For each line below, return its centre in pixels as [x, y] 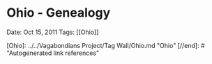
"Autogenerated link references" [53, 53]
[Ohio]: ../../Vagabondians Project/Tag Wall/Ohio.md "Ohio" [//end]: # [106, 45]
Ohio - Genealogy [59, 13]
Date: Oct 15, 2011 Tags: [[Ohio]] [53, 32]
